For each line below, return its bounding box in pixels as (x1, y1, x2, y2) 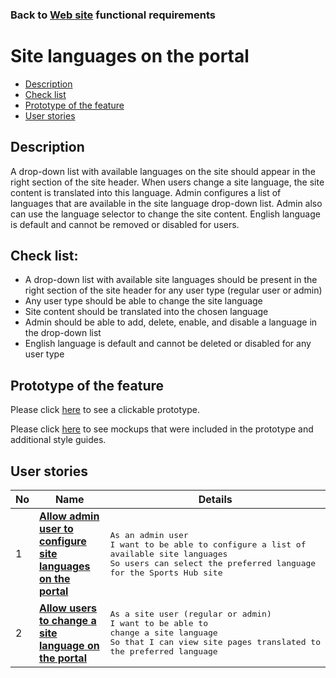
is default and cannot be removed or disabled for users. (10, 218, 240, 230)
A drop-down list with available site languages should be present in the (24, 274, 318, 286)
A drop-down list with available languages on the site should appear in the (10, 165, 316, 177)
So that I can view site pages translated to (109, 637, 321, 648)
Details (198, 493, 233, 507)
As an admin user (109, 529, 189, 540)
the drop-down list (24, 327, 102, 339)
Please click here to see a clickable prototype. (10, 404, 200, 416)
